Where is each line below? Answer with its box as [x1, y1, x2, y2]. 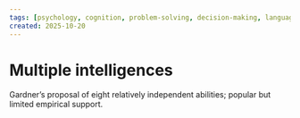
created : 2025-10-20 [9, 21, 87, 30]
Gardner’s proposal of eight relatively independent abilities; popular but [9, 89, 271, 100]
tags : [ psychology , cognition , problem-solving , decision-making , [9, 13, 262, 22]
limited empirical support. [9, 99, 104, 110]
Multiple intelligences [9, 60, 173, 80]
